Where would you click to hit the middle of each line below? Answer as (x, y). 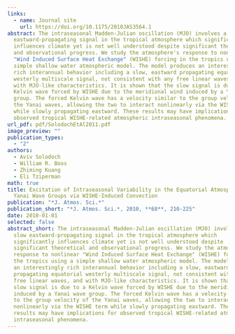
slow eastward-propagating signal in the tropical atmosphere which (115, 235)
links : (17, 14)
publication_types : (36, 137)
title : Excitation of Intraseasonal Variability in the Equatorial (108, 190)
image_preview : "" (34, 131)
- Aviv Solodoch (37, 157)
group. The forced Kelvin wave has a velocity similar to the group (115, 99)
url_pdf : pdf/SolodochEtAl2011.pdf (59, 124)
